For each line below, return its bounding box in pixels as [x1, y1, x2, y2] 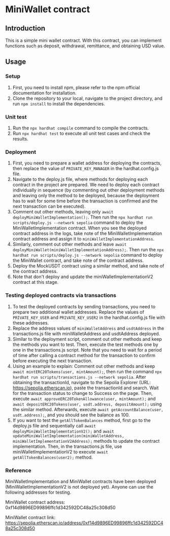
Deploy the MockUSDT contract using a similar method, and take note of [12, 263, 164, 269]
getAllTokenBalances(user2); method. [12, 454, 93, 460]
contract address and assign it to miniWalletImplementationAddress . [12, 236, 155, 242]
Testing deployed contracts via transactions [5, 292, 117, 299]
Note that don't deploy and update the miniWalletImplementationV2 [12, 274, 153, 280]
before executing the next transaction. [12, 358, 93, 364]
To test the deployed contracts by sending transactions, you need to [12, 303, 156, 309]
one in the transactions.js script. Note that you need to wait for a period [12, 346, 162, 353]
